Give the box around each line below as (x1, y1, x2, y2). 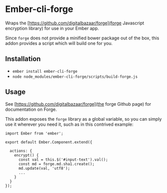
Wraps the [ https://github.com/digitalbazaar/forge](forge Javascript (5, 20, 145, 26)
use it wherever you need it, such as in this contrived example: (5, 121, 134, 127)
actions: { (9, 148, 32, 153)
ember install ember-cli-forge (12, 69, 78, 74)
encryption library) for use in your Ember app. (5, 25, 99, 31)
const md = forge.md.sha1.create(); (18, 161, 95, 167)
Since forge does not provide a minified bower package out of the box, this (5, 35, 160, 41)
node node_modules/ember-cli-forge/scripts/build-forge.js (12, 74, 138, 79)
